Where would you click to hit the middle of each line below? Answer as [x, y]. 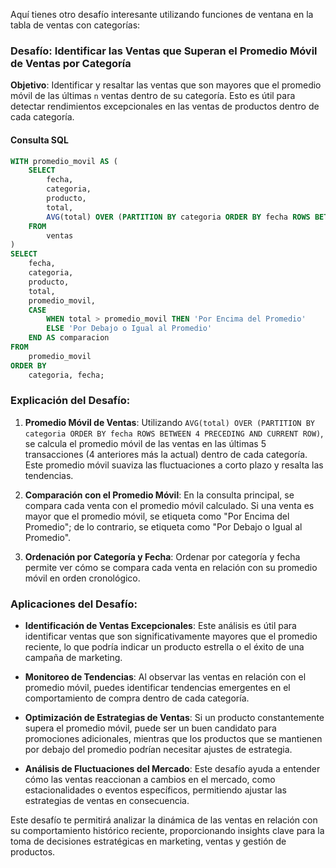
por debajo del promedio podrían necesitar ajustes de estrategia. [158, 750]
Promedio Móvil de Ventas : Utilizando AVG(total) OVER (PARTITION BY [169, 422]
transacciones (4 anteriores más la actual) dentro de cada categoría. [166, 454]
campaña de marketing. [73, 658]
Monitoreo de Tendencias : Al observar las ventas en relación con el [165, 677]
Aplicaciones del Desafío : [74, 604]
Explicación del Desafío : [70, 401]
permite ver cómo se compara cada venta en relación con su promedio [171, 567]
